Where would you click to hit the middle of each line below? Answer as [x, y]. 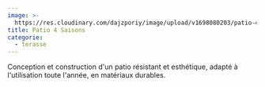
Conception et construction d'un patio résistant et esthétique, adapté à [123, 67]
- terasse [30, 45]
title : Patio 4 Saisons [47, 30]
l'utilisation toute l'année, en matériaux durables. [87, 75]
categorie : [25, 37]
